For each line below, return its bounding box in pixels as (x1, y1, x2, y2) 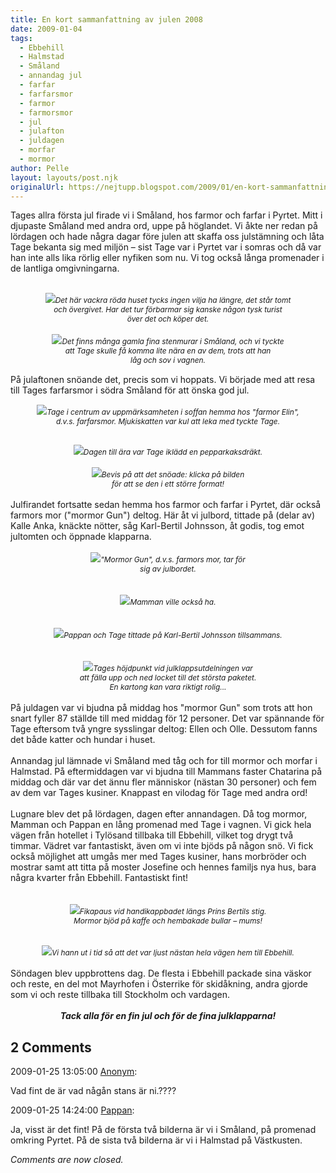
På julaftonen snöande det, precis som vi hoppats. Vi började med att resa (10, 374, 316, 386)
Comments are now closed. (10, 1154, 124, 1166)
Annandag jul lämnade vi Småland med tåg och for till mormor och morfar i (10, 755, 318, 767)
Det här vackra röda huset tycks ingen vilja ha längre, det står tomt (54, 295, 292, 306)
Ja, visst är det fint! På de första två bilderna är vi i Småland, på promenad (10, 1124, 317, 1136)
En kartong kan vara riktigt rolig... (109, 682, 227, 693)
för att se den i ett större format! (111, 479, 225, 490)
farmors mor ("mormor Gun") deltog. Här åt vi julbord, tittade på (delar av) (10, 509, 316, 521)
